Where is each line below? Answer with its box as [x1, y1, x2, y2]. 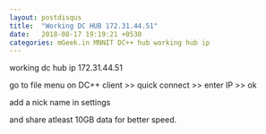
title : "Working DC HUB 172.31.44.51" [9, 21, 159, 30]
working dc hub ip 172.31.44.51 [9, 63, 124, 73]
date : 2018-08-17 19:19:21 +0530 [9, 29, 142, 38]
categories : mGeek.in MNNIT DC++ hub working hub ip [9, 38, 210, 47]
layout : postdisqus [9, 13, 82, 22]
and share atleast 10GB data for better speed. [9, 114, 177, 125]
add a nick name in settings [9, 97, 111, 108]
